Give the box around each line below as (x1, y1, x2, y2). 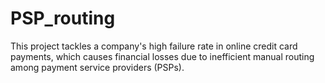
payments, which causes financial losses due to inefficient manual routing (10, 50, 315, 62)
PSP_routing (10, 7, 116, 30)
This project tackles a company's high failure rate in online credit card (10, 40, 298, 52)
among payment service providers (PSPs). (10, 61, 185, 73)
